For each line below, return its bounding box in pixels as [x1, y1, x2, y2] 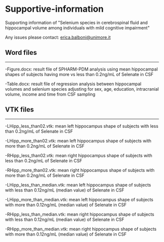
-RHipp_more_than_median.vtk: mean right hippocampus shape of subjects [5, 226, 157, 232]
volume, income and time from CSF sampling [5, 91, 96, 97]
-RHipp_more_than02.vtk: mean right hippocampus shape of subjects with [5, 167, 155, 173]
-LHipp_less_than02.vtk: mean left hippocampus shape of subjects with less [5, 123, 159, 129]
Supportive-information [5, 3, 104, 15]
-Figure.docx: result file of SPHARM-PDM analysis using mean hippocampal [5, 66, 158, 72]
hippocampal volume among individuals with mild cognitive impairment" [5, 24, 150, 30]
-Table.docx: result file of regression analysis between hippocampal [5, 81, 142, 87]
